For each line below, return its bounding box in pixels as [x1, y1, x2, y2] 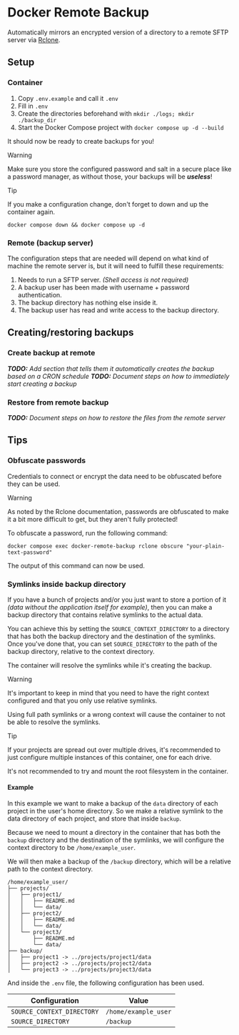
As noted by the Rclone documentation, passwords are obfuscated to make [7, 507, 230, 515]
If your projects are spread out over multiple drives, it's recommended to [7, 745, 221, 754]
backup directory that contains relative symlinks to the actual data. [7, 610, 203, 619]
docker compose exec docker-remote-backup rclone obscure [7, 543, 183, 550]
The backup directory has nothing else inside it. [17, 298, 158, 307]
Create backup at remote [7, 348, 96, 358]
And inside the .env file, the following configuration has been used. [7, 979, 205, 987]
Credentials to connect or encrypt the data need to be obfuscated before [7, 472, 223, 480]
